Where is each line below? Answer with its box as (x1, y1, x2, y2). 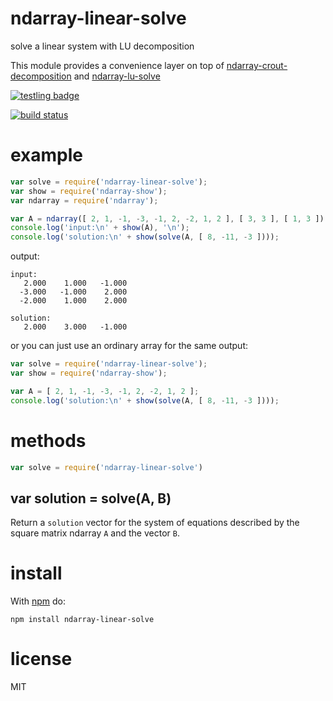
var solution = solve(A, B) (10, 490, 172, 507)
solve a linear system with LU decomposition (10, 40, 195, 52)
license (10, 648, 73, 671)
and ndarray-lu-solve (73, 70, 161, 82)
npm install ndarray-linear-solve (10, 615, 155, 625)
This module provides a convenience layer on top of (10, 59, 225, 71)
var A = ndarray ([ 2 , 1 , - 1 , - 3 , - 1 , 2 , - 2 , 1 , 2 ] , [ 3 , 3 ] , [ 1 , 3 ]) (10, 213, 325, 224)
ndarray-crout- (226, 59, 288, 71)
